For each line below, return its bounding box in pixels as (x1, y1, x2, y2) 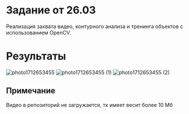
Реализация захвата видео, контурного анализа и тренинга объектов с (6, 23, 184, 30)
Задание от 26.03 (6, 4, 96, 17)
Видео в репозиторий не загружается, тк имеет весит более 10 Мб (6, 101, 173, 108)
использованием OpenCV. (6, 29, 71, 36)
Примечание (6, 86, 55, 96)
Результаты (6, 50, 66, 63)
